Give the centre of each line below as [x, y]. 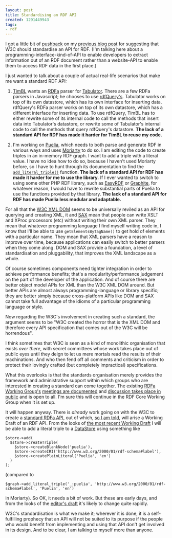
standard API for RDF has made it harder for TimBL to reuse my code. [87, 135]
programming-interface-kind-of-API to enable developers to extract [77, 55]
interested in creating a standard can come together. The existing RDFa [80, 386]
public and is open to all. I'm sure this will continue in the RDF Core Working [85, 397]
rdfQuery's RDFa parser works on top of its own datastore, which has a [88, 107]
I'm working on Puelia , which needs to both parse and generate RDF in [87, 145]
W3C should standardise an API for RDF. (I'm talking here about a [74, 49]
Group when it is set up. [30, 402]
